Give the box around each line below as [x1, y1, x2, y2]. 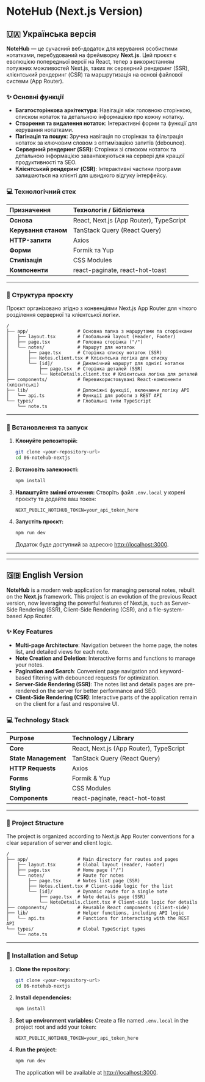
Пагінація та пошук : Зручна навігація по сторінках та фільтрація [15, 133, 184, 140]
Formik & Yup [72, 774, 111, 782]
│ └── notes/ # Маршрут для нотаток [6, 344, 135, 350]
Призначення [9, 205, 51, 214]
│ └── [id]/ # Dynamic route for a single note [6, 888, 168, 895]
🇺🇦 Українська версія [6, 29, 96, 39]
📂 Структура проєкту [6, 290, 73, 299]
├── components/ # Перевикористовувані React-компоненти [6, 376, 182, 382]
